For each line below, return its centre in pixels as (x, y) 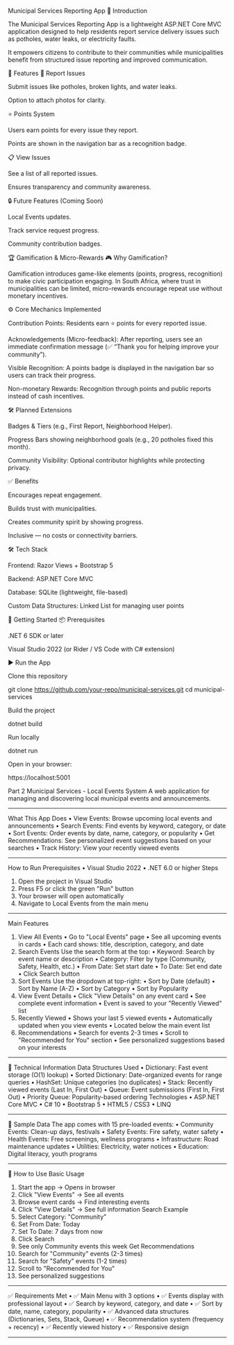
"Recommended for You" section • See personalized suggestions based (121, 1040)
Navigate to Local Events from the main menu (83, 903)
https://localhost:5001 (39, 777)
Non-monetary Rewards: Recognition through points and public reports (109, 389)
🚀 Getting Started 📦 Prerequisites (56, 619)
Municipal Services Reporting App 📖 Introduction (78, 11)
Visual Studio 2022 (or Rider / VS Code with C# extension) (92, 649)
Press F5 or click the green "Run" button (76, 888)
